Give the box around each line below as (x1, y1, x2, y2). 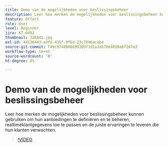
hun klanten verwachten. (5, 127, 56, 133)
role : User (5, 21, 28, 26)
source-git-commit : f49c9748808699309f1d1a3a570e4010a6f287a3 (5, 44, 137, 49)
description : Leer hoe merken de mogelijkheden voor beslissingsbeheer (5, 12, 157, 17)
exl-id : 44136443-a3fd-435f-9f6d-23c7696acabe (5, 40, 104, 45)
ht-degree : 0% (5, 58, 35, 63)
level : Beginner (5, 26, 39, 31)
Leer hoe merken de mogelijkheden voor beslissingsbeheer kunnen (5, 111, 144, 117)
